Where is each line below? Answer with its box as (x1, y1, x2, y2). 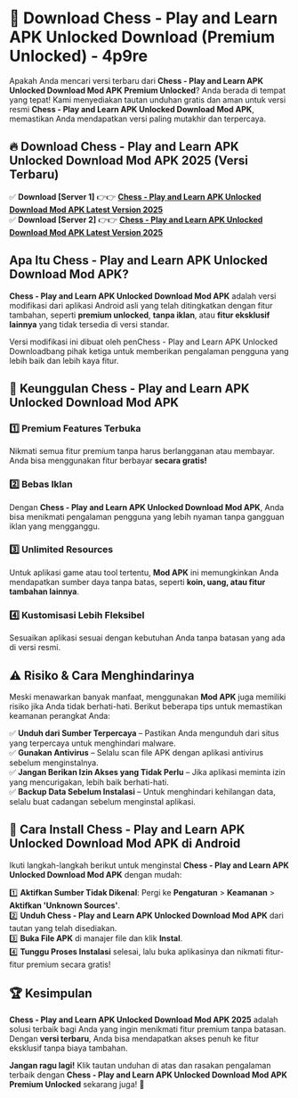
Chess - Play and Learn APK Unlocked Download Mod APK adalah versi (9, 290, 277, 301)
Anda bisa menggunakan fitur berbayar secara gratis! (9, 455, 207, 466)
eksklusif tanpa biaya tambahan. (9, 1043, 128, 1053)
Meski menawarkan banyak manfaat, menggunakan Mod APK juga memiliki (9, 691, 286, 702)
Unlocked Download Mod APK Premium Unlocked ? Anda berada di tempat (9, 85, 286, 95)
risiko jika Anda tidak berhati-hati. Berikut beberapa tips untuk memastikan (9, 700, 283, 712)
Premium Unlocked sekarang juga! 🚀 (9, 1078, 145, 1089)
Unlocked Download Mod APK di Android (9, 836, 241, 851)
